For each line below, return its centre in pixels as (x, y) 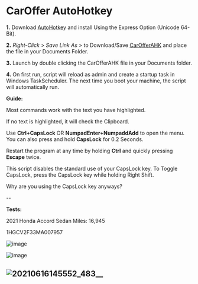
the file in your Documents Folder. (47, 51)
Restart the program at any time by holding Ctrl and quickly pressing (90, 151)
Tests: (14, 209)
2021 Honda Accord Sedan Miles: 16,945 (56, 221)
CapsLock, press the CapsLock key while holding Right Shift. (80, 175)
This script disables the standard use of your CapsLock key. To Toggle (92, 168)
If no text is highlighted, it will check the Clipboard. (68, 121)
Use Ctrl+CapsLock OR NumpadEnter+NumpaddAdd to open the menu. (95, 133)
